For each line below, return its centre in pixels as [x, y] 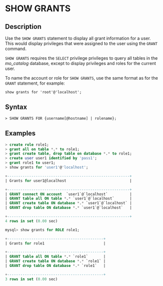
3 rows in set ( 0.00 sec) [31, 279]
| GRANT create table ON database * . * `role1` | [55, 261]
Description [23, 27]
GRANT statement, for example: [35, 83]
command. [16, 49]
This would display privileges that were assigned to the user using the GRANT [81, 44]
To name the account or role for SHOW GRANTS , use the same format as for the [81, 78]
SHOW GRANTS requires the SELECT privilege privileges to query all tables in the [81, 58]
